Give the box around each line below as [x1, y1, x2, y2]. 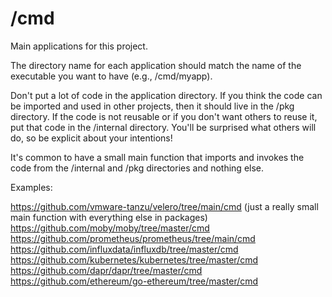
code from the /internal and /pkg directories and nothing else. [10, 162, 265, 174]
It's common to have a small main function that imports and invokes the [10, 151, 305, 163]
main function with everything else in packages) [10, 211, 208, 223]
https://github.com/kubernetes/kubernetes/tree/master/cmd [10, 253, 259, 266]
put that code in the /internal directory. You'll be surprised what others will [10, 121, 317, 133]
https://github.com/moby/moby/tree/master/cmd [10, 222, 210, 234]
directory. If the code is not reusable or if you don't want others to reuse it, [10, 110, 318, 122]
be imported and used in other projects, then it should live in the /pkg [10, 100, 295, 112]
